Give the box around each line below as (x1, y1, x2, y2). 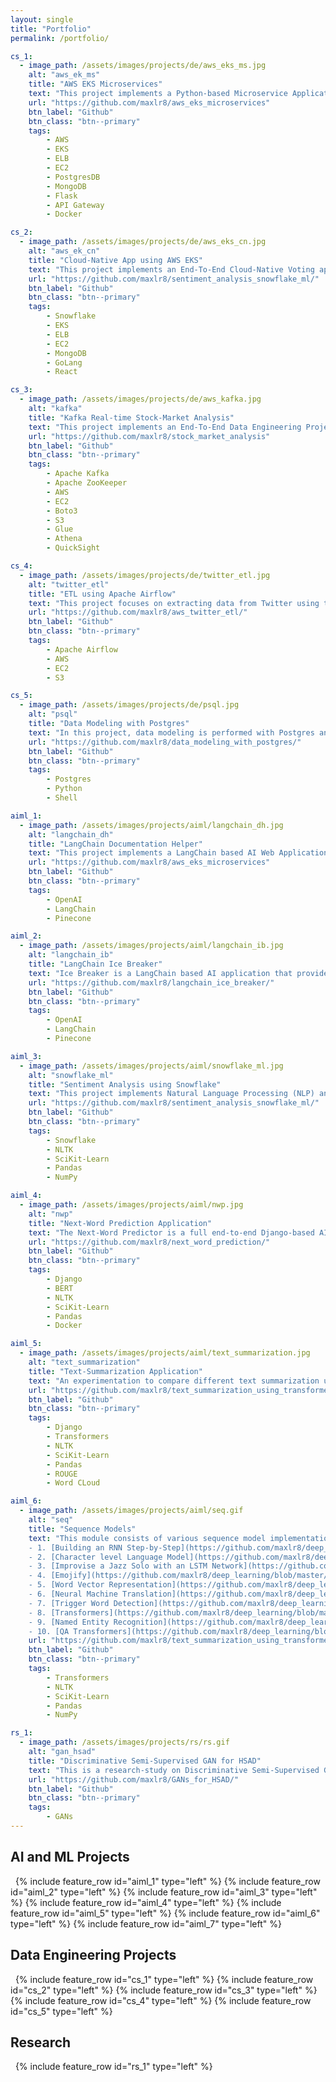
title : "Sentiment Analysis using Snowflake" (28, 1079, 222, 1090)
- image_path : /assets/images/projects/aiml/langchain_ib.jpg (19, 941, 284, 951)
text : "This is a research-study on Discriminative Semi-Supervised (28, 1765, 320, 1775)
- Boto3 (46, 506, 78, 516)
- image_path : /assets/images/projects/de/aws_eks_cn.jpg (19, 237, 267, 247)
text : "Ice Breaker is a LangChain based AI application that (28, 968, 293, 978)
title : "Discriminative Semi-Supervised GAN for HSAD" (28, 1756, 262, 1766)
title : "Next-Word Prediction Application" (28, 1218, 213, 1228)
